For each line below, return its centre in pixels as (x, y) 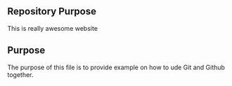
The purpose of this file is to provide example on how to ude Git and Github (116, 67)
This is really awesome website (53, 28)
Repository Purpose (52, 12)
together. (20, 74)
